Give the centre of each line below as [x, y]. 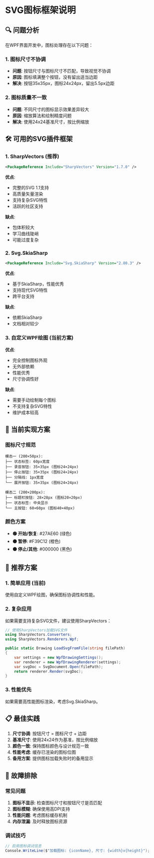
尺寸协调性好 [25, 379]
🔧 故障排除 [21, 776]
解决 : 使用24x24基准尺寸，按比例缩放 [51, 122]
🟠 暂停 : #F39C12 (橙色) [37, 541]
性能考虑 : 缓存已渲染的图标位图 [44, 752]
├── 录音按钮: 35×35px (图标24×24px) [42, 467]
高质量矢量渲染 [28, 194]
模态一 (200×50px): [24, 457]
